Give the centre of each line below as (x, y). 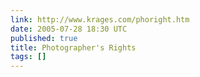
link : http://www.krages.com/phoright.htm (100, 19)
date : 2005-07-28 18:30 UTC (69, 29)
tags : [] (28, 57)
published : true (44, 38)
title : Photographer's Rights (73, 47)
